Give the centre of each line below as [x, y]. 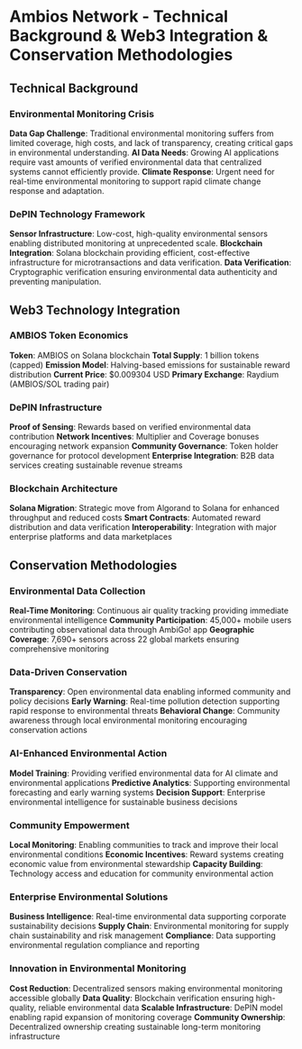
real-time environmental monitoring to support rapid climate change [135, 181]
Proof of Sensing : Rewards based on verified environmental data [130, 427]
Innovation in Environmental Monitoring [98, 969]
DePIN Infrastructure [56, 407]
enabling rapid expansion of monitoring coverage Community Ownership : [147, 1017]
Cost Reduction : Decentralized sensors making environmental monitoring [146, 988]
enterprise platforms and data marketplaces [91, 537]
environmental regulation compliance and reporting [105, 945]
